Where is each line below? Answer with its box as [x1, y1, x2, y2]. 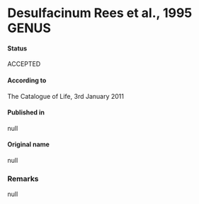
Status [7, 44, 28, 53]
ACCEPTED [7, 60, 41, 68]
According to [7, 76, 47, 85]
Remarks [7, 173, 39, 183]
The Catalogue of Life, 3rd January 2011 [7, 92, 124, 100]
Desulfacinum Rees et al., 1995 [7, 5, 193, 21]
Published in [7, 108, 45, 117]
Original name [7, 140, 50, 149]
